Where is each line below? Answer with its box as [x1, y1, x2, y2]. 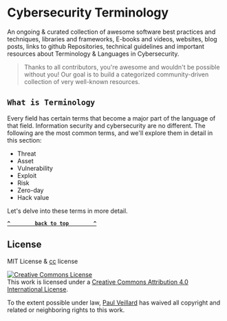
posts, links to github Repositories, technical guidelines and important [7, 42, 205, 50]
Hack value [17, 193, 50, 201]
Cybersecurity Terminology [7, 5, 169, 21]
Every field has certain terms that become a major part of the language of [7, 114, 216, 122]
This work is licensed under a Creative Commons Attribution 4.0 [7, 278, 189, 286]
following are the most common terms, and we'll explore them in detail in [7, 129, 213, 137]
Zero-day [17, 186, 44, 194]
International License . [7, 284, 69, 293]
